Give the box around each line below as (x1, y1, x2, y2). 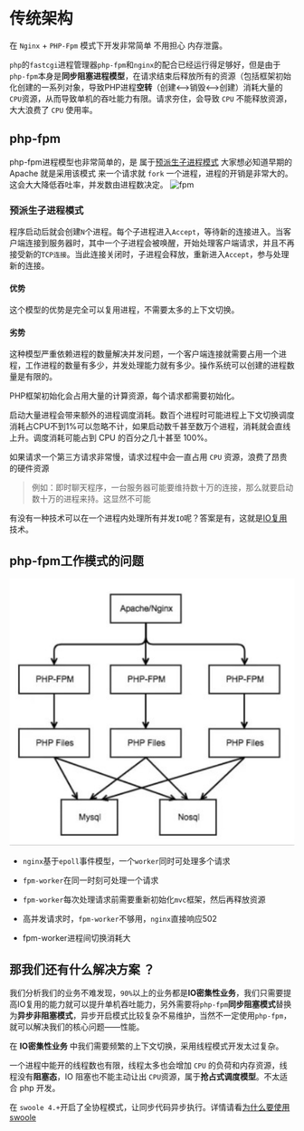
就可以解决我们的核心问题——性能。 (9, 1021, 145, 1032)
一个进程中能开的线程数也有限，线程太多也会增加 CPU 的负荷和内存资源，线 (9, 1060, 288, 1071)
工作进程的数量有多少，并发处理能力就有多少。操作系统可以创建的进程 (24, 359, 287, 371)
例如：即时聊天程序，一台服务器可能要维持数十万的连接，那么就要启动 (31, 482, 294, 494)
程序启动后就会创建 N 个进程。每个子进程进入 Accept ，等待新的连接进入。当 (9, 226, 284, 237)
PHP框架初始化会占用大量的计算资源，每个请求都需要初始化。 (9, 390, 240, 401)
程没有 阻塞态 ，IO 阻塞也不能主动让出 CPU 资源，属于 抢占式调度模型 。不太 (9, 1071, 280, 1082)
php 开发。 (19, 1083, 61, 1094)
